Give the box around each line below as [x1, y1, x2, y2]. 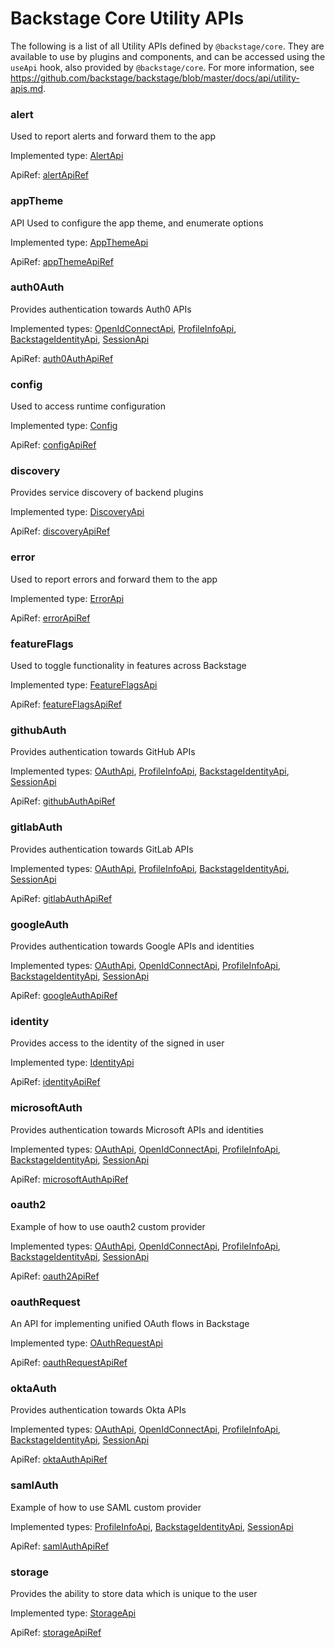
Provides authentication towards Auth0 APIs [10, 303, 192, 315]
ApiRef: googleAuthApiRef [10, 989, 118, 1001]
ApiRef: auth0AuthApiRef [10, 352, 114, 364]
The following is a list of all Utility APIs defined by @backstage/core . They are [10, 40, 325, 52]
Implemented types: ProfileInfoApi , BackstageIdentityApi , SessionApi [10, 1520, 294, 1532]
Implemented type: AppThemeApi [10, 236, 149, 248]
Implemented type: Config [10, 420, 118, 432]
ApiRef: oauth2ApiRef [10, 1270, 100, 1282]
